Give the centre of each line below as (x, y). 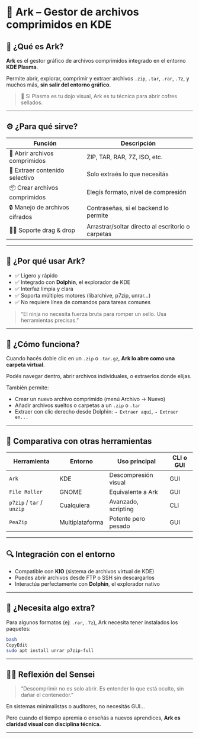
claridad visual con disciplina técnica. (54, 724)
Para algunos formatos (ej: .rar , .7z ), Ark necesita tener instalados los (92, 622)
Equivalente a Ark (134, 492)
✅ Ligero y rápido (36, 275)
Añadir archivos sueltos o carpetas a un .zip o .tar (78, 405)
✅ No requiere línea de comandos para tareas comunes (83, 302)
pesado (120, 526)
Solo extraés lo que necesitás (128, 174)
